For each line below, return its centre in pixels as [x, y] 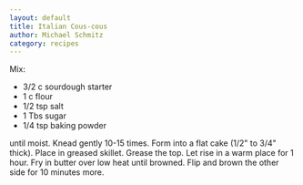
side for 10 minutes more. [57, 172]
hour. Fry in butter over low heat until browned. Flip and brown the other [144, 163]
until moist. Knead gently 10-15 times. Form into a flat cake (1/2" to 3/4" [143, 143]
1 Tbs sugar [44, 116]
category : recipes [44, 43]
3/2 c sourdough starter [67, 87]
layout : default [40, 18]
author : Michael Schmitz [56, 35]
